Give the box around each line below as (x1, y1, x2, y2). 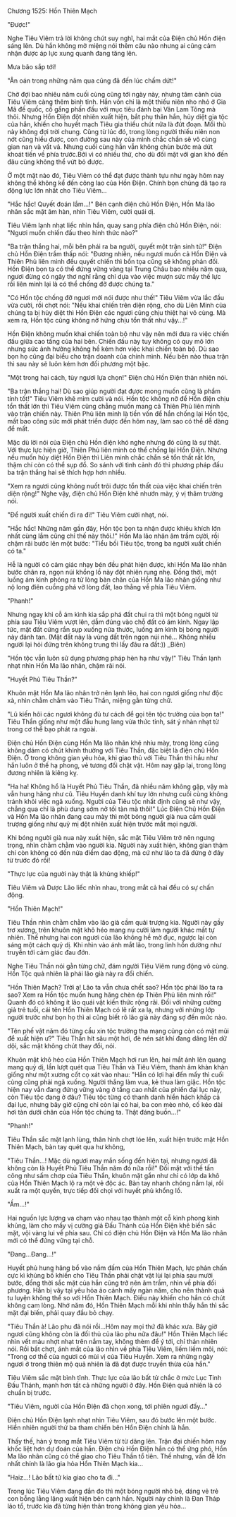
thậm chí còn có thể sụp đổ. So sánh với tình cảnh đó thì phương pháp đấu (7, 461, 224, 469)
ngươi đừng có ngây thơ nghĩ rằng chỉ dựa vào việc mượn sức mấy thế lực (7, 272, 221, 280)
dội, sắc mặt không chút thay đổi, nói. (7, 1042, 117, 1050)
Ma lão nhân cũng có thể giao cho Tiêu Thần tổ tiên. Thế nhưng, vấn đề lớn (7, 1452, 226, 1461)
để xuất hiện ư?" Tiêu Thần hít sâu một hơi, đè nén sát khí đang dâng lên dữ (7, 1034, 228, 1043)
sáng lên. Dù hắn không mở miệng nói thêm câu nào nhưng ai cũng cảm (7, 42, 216, 49)
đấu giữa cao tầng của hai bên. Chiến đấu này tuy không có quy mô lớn (7, 337, 215, 345)
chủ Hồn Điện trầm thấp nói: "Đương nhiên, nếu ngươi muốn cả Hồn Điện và (7, 250, 228, 258)
